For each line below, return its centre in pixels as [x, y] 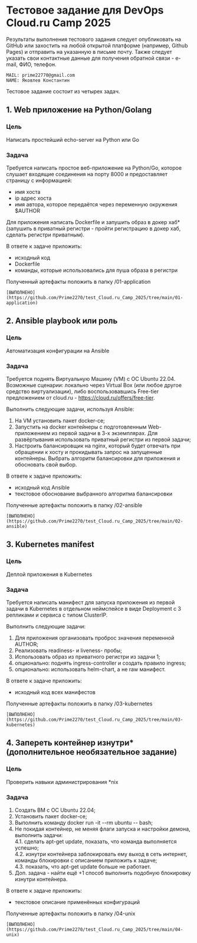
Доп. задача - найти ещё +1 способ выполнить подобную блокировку [103, 873]
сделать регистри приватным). [45, 235]
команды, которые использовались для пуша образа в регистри [96, 270]
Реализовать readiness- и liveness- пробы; [68, 650]
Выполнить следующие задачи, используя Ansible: [70, 409]
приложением [32, 433]
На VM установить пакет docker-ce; [60, 420]
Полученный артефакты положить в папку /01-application [78, 281]
